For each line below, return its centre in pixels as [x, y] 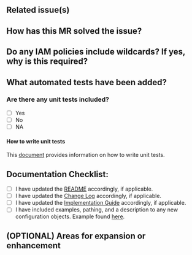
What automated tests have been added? [87, 82]
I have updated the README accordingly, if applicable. [84, 189]
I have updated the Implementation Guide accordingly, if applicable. [101, 203]
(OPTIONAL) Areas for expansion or [76, 236]
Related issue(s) [38, 10]
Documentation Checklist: [58, 174]
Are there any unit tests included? [58, 99]
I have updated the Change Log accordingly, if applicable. [88, 196]
